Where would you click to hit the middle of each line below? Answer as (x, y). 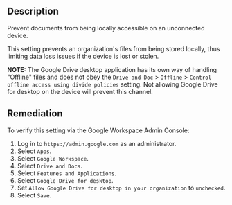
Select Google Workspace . (53, 158)
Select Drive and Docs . (50, 166)
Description (33, 11)
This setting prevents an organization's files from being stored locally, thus (114, 48)
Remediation (35, 114)
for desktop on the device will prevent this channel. (80, 91)
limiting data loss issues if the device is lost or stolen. (83, 56)
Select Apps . (34, 151)
